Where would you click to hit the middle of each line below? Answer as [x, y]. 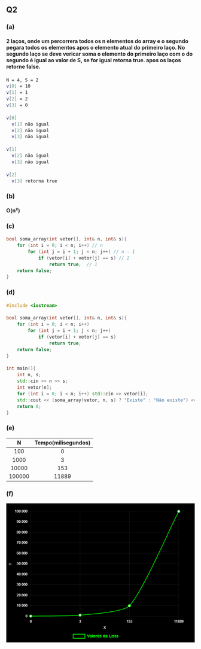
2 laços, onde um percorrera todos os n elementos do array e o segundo [97, 41]
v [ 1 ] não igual [31, 124]
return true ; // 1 [73, 264]
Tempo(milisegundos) [63, 443]
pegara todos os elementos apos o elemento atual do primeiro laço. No [96, 47]
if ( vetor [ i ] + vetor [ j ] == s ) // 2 [84, 258]
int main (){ [21, 368]
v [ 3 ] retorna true [35, 181]
